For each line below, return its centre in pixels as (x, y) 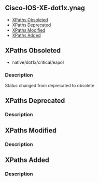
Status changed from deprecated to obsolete (50, 85)
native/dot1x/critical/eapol (38, 62)
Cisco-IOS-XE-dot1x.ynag (45, 8)
